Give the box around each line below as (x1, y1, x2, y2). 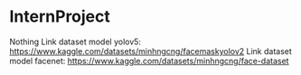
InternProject (9, 6, 111, 27)
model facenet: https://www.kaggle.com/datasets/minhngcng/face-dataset (9, 55, 289, 66)
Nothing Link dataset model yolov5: (9, 36, 142, 47)
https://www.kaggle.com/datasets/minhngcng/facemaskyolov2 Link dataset (9, 45, 292, 56)
